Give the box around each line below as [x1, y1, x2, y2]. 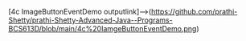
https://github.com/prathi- [151, 7, 238, 16]
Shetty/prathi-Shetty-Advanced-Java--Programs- [8, 15, 173, 25]
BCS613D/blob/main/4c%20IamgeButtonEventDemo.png [8, 24, 197, 33]
